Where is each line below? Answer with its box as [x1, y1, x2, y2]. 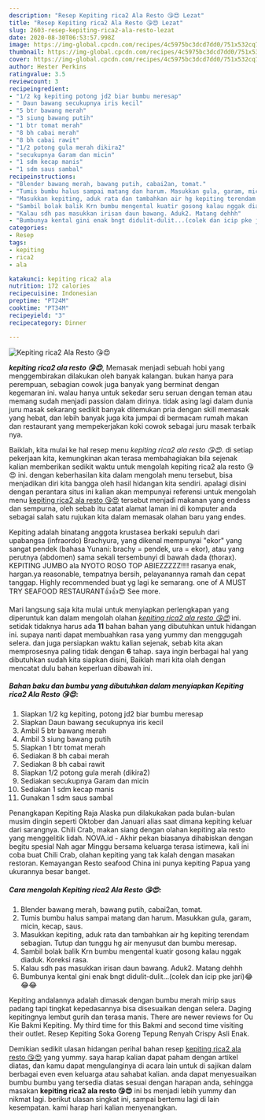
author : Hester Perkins [9, 63, 87, 71]
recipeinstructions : [9, 173, 77, 181]
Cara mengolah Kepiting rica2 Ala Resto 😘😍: [9, 885, 162, 895]
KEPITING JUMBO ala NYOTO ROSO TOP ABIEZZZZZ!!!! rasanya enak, [9, 560, 237, 570]
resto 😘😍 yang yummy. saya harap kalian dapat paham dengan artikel [9, 1053, 238, 1062]
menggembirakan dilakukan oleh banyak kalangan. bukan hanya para [9, 371, 234, 381]
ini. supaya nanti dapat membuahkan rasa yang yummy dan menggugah [9, 630, 243, 639]
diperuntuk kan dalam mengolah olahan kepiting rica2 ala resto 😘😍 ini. [9, 612, 241, 623]
